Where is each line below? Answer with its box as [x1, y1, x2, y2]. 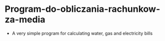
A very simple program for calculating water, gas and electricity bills [12, 30, 153, 36]
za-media [5, 14, 46, 25]
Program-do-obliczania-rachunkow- [5, 3, 160, 15]
